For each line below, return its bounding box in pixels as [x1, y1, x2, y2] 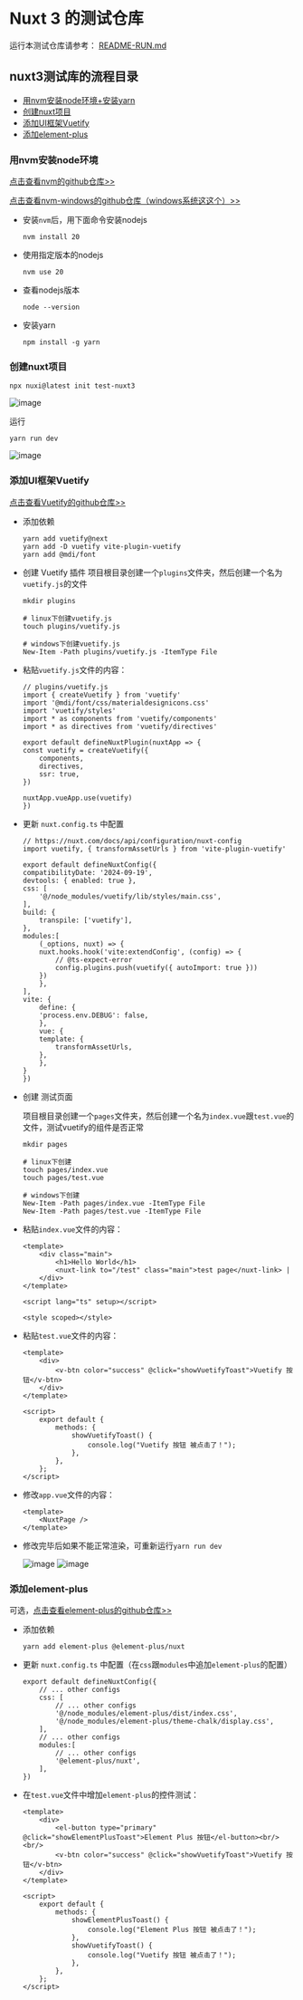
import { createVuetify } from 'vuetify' [22, 690, 181, 699]
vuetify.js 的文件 [22, 578, 88, 589]
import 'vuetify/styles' [22, 706, 117, 716]
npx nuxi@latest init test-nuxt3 [9, 381, 136, 390]
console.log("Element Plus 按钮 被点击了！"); [87, 1925, 257, 1934]
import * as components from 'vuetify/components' [22, 714, 218, 723]
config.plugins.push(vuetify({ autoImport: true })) [55, 963, 259, 972]
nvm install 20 [22, 233, 80, 242]
